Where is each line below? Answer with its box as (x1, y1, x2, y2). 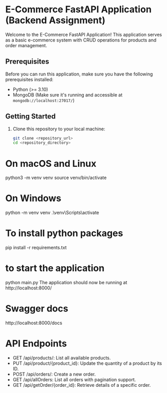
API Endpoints (5, 338, 67, 349)
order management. (5, 42, 47, 48)
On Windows (5, 192, 62, 204)
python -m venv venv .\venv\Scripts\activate (5, 209, 99, 216)
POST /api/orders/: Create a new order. (12, 371, 96, 377)
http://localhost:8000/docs (5, 320, 63, 326)
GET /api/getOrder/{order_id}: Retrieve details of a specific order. (12, 382, 151, 388)
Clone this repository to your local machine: (12, 126, 105, 132)
